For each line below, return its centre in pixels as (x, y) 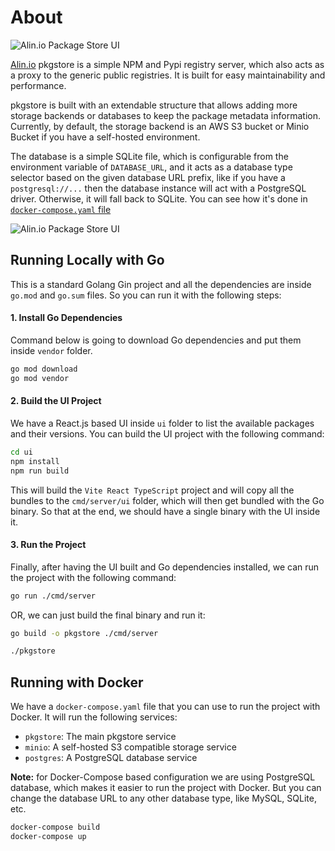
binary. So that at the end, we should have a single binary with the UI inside (165, 511)
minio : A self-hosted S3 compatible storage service (130, 747)
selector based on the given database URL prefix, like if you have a (148, 177)
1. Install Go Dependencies (66, 318)
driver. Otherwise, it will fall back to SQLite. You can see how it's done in (159, 198)
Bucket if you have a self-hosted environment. (105, 137)
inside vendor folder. (51, 350)
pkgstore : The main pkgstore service (100, 737)
